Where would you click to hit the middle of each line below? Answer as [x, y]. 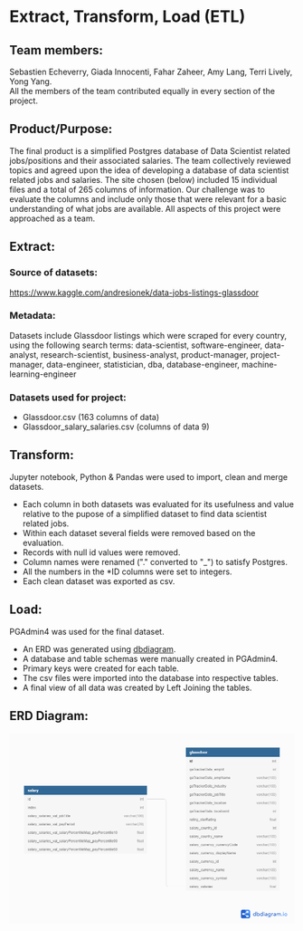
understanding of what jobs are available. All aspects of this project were [145, 208]
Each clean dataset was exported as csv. [99, 581]
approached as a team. [52, 218]
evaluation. [43, 542]
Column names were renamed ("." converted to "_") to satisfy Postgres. [155, 561]
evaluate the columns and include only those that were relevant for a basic [148, 199]
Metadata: [33, 316]
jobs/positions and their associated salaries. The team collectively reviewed [150, 160]
